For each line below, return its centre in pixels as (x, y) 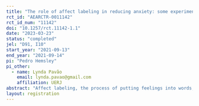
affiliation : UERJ (39, 83)
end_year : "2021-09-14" (36, 55)
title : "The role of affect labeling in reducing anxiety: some (87, 11)
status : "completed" (32, 39)
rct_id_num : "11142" (32, 22)
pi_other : (18, 66)
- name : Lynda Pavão (37, 72)
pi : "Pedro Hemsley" (32, 61)
